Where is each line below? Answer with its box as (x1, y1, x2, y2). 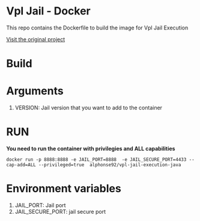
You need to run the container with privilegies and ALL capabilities (6, 145, 175, 152)
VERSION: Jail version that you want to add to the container (14, 104, 163, 112)
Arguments (6, 84, 64, 98)
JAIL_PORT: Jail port (14, 201, 66, 208)
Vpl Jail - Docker (6, 4, 91, 18)
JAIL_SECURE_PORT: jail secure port (14, 208, 106, 215)
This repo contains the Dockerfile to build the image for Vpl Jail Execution (6, 24, 189, 31)
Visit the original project (6, 35, 65, 43)
